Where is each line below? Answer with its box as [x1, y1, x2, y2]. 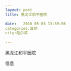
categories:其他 [5, 26, 37, 31]
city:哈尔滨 [5, 31, 28, 36]
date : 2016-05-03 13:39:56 [5, 21, 66, 26]
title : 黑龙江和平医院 [5, 12, 47, 17]
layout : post [5, 7, 32, 13]
